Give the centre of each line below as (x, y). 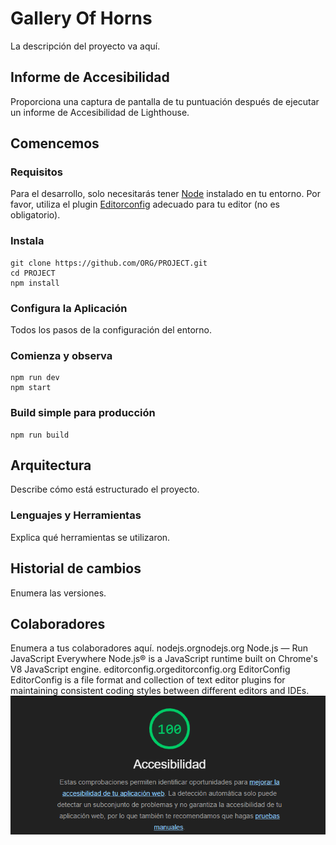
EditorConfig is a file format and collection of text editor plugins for (148, 680)
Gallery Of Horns (81, 18)
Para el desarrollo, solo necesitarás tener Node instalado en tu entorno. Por (165, 194)
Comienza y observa (61, 355)
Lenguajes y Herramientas (76, 515)
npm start (31, 388)
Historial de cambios (76, 568)
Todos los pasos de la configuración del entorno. (111, 330)
